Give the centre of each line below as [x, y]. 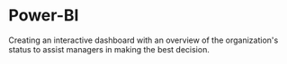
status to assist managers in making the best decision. [109, 49]
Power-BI [44, 16]
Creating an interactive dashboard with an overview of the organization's [143, 40]
